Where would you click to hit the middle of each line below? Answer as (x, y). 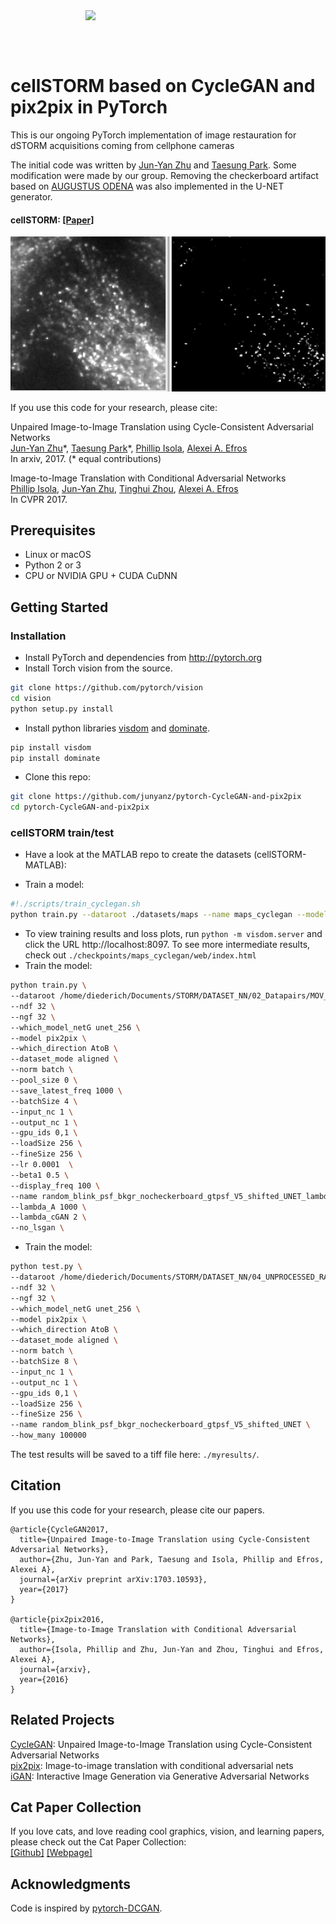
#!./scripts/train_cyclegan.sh (75, 904)
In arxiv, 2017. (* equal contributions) (86, 458)
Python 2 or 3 (53, 565)
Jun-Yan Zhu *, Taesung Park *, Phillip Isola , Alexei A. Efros (129, 448)
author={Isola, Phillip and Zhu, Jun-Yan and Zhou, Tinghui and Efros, (172, 1649)
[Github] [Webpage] (51, 1853)
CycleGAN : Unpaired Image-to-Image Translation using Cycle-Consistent (161, 1744)
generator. (31, 196)
